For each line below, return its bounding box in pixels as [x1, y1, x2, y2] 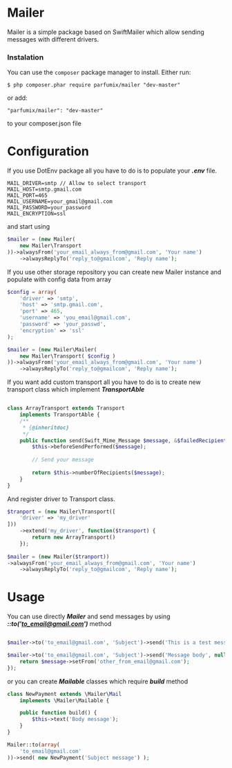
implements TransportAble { [19, 411, 100, 419]
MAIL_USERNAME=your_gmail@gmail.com [7, 198, 113, 205]
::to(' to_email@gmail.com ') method [7, 620, 112, 628]
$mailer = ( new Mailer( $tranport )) [7, 553, 110, 560]
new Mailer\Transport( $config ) [19, 352, 116, 360]
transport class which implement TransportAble [7, 385, 145, 394]
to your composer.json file [7, 119, 81, 128]
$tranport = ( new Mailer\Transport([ [7, 508, 116, 515]
